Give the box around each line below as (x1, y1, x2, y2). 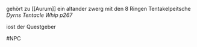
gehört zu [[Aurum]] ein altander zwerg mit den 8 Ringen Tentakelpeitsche (6, 5, 191, 12)
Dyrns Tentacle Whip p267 (6, 11, 73, 19)
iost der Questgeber (6, 23, 56, 30)
